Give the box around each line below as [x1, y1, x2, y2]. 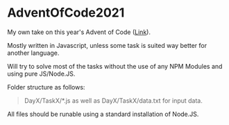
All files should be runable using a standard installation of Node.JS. [7, 110, 199, 118]
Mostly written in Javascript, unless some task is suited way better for [7, 41, 207, 49]
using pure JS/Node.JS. [7, 69, 76, 78]
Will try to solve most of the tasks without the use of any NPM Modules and [7, 62, 223, 70]
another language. [7, 49, 60, 57]
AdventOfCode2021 [7, 5, 125, 21]
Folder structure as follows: [7, 83, 85, 91]
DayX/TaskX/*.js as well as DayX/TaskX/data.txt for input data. [24, 96, 203, 105]
